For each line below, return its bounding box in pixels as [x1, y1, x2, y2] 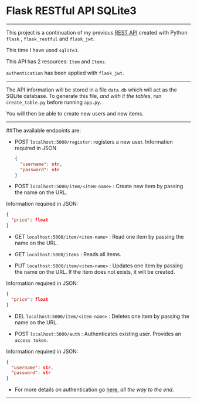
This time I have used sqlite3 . [6, 46, 79, 53]
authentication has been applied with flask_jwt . [6, 69, 124, 76]
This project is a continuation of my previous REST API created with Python [6, 29, 188, 36]
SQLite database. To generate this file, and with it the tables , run [6, 92, 162, 99]
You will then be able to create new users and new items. [6, 110, 144, 117]
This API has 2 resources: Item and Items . [6, 57, 107, 65]
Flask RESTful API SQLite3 [6, 4, 137, 18]
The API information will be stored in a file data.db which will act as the [6, 86, 177, 93]
